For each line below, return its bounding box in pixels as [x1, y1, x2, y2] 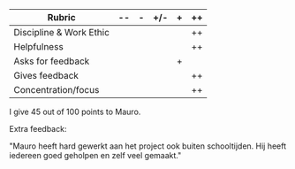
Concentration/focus [13, 84, 100, 96]
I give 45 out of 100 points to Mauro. [9, 106, 141, 117]
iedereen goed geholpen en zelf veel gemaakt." [9, 150, 182, 160]
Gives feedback [13, 70, 79, 81]
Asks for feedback [13, 55, 90, 67]
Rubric [47, 12, 77, 23]
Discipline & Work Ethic [13, 27, 110, 38]
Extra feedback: [9, 124, 67, 134]
